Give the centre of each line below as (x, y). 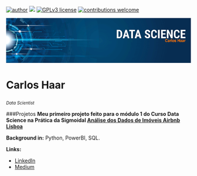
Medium (25, 167)
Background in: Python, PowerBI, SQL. (53, 138)
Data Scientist (20, 103)
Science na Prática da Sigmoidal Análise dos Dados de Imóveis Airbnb (93, 120)
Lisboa (15, 127)
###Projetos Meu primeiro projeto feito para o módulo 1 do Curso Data (93, 114)
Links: (14, 150)
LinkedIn (25, 161)
